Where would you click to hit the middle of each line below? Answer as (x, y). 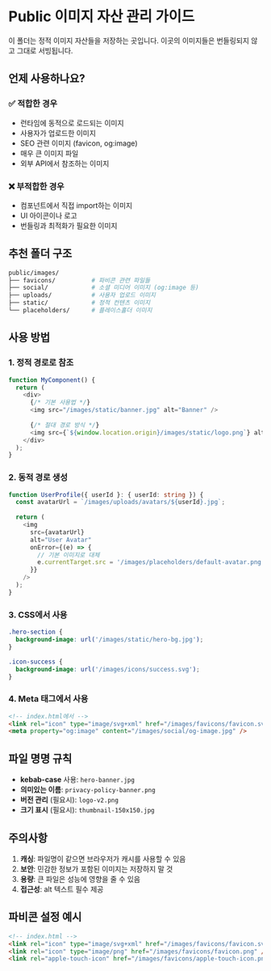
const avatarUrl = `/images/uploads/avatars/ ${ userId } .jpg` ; (121, 502)
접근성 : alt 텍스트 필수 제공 (62, 889)
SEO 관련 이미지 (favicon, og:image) (79, 143)
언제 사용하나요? (47, 79)
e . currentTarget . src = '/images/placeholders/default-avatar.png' (151, 562)
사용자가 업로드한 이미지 (58, 133)
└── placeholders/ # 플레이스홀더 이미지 (80, 311)
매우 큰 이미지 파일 (49, 153)
